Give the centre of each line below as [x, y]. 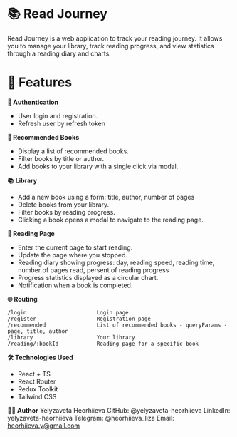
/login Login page [68, 312]
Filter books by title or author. [61, 158]
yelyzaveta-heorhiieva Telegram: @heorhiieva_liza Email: [91, 418]
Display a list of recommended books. [73, 151]
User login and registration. [58, 115]
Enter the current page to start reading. [75, 247]
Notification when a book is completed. [75, 285]
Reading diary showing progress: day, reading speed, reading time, [116, 262]
